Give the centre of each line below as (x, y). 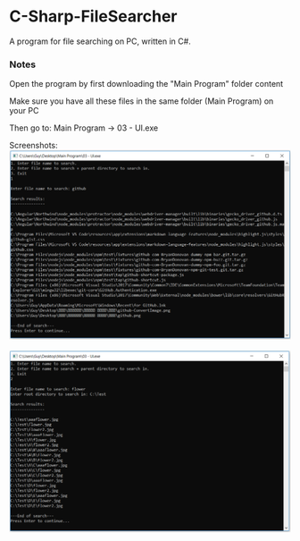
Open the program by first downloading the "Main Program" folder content (146, 84)
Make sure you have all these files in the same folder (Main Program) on (142, 101)
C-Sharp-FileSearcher (93, 17)
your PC (24, 111)
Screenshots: (33, 146)
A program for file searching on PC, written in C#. (100, 41)
